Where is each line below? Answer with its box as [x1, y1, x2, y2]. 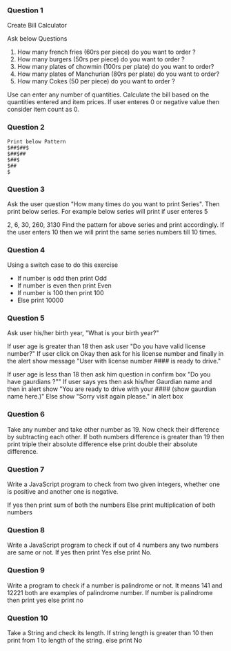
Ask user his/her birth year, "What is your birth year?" [7, 329, 159, 337]
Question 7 [7, 464, 45, 474]
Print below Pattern [7, 138, 67, 145]
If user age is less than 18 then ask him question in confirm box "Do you [7, 370, 211, 379]
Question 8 [7, 525, 45, 534]
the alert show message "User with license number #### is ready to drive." [7, 357, 221, 365]
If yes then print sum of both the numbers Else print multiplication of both [7, 501, 216, 509]
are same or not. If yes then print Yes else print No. [7, 548, 152, 557]
